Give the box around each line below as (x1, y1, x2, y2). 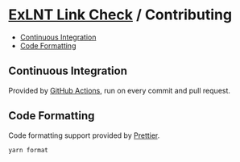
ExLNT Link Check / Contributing (8, 6, 232, 24)
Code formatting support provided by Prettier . (8, 131, 160, 140)
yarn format (8, 146, 48, 154)
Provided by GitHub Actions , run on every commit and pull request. (8, 85, 231, 95)
